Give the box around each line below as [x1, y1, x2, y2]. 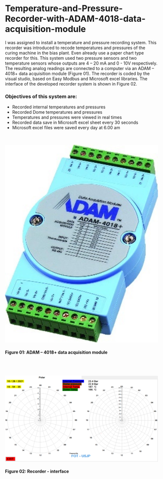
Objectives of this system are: [5, 93, 78, 100]
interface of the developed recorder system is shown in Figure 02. [5, 81, 137, 86]
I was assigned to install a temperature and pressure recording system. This [5, 39, 157, 45]
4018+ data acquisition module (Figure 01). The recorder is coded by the [5, 70, 150, 76]
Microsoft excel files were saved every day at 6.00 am [12, 125, 120, 131]
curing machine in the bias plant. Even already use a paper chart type [5, 50, 144, 56]
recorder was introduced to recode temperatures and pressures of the [5, 45, 146, 51]
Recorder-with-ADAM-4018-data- [5, 13, 146, 24]
